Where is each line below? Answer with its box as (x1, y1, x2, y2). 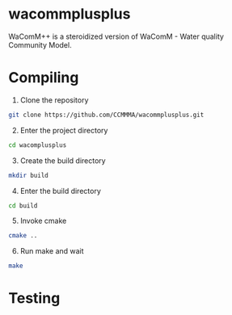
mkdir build (8, 171, 49, 179)
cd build (8, 201, 38, 210)
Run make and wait (19, 246, 84, 256)
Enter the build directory (19, 186, 101, 195)
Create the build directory (19, 155, 107, 166)
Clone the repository (19, 94, 89, 105)
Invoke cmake (19, 216, 67, 226)
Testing (8, 289, 61, 308)
